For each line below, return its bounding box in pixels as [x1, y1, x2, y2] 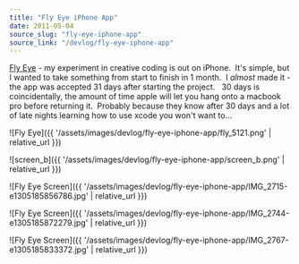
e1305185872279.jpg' [9, 217, 89, 228]
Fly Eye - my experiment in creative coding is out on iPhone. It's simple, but [9, 63, 290, 73]
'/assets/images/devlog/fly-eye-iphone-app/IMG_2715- [83, 181, 288, 192]
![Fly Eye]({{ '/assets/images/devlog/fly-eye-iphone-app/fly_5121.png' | [9, 127, 271, 139]
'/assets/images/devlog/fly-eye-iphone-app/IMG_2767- [83, 234, 289, 246]
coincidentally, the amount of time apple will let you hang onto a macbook [9, 91, 282, 102]
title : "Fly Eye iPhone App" [9, 13, 118, 22]
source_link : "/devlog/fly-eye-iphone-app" [9, 38, 175, 47]
